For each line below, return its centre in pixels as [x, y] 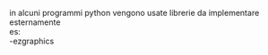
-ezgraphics [32, 41]
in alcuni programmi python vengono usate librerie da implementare [134, 13]
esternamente [35, 22]
